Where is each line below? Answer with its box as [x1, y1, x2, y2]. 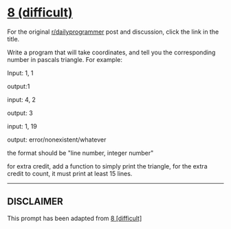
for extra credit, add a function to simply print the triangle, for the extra [7, 162, 208, 170]
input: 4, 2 [7, 95, 36, 104]
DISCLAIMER [7, 196, 63, 208]
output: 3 [7, 109, 33, 117]
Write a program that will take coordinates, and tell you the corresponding [7, 48, 216, 56]
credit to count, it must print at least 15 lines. [7, 169, 133, 177]
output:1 [7, 82, 30, 90]
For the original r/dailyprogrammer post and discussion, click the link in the [7, 28, 219, 36]
